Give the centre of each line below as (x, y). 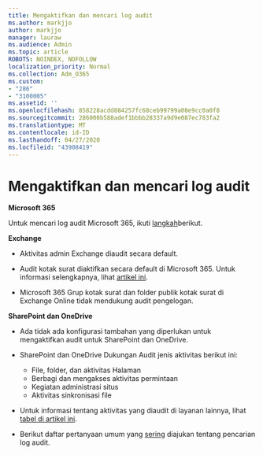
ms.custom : (26, 81)
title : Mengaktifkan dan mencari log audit (81, 15)
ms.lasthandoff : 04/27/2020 (54, 140)
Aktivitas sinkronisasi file (71, 395)
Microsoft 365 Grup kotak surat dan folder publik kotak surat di (122, 293)
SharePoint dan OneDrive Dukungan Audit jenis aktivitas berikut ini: (128, 355)
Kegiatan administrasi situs (75, 387)
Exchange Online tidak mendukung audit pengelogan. (107, 301)
